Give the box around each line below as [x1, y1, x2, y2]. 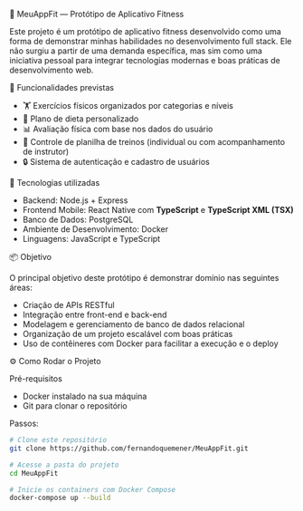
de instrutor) [22, 146, 70, 157]
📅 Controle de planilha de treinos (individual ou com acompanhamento [22, 137, 286, 147]
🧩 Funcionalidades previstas [9, 82, 115, 92]
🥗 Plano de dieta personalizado [22, 113, 139, 124]
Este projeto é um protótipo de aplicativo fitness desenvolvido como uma [9, 26, 282, 36]
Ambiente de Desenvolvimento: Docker [22, 224, 169, 235]
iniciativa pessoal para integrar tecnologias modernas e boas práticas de [9, 55, 280, 65]
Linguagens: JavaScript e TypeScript [22, 234, 161, 244]
